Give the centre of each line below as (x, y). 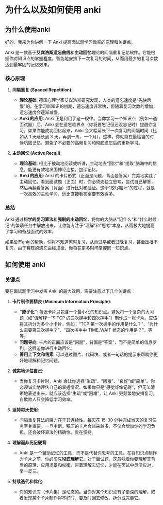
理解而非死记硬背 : (30, 443)
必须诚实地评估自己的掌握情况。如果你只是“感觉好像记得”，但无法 (85, 387)
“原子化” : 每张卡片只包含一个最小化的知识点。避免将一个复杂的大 (84, 312)
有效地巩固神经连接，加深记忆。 (68, 170)
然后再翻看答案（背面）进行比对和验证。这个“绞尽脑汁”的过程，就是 (87, 188)
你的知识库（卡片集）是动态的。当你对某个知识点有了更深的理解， (85, 492)
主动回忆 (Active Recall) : (37, 153)
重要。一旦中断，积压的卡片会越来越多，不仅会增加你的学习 (92, 426)
